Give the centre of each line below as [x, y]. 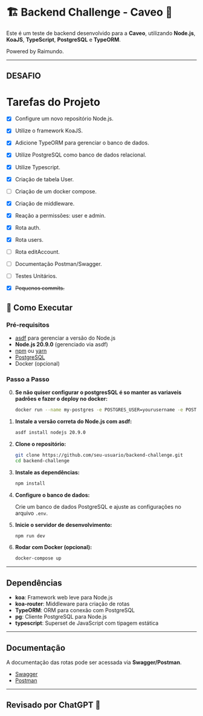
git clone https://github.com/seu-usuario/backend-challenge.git [99, 455]
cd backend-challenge [42, 460]
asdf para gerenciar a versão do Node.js [65, 338]
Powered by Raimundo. [35, 51]
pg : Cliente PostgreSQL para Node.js [61, 617]
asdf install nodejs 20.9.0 [50, 433]
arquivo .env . [31, 513]
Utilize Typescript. [37, 167]
